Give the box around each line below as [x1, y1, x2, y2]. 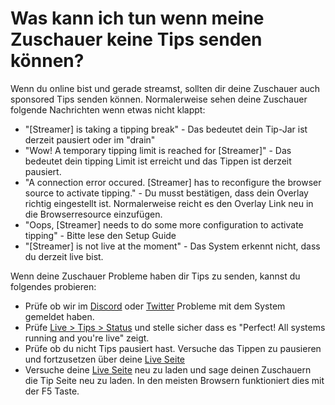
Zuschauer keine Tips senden [10, 28, 263, 51]
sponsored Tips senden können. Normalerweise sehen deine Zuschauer [10, 93, 308, 105]
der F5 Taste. [24, 385, 80, 397]
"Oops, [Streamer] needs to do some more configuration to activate [24, 218, 304, 231]
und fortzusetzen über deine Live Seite [24, 353, 186, 365]
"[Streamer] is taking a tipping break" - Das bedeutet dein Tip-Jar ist [24, 123, 308, 135]
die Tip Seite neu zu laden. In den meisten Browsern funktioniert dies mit [24, 374, 325, 386]
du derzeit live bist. [24, 250, 104, 262]
